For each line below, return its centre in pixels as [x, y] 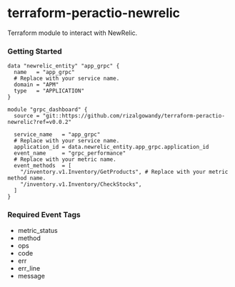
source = [27, 116]
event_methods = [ [43, 166]
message [31, 276]
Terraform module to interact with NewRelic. [72, 33]
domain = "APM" [36, 85]
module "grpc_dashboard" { [47, 110]
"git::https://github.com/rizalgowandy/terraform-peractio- [134, 116]
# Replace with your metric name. [65, 160]
